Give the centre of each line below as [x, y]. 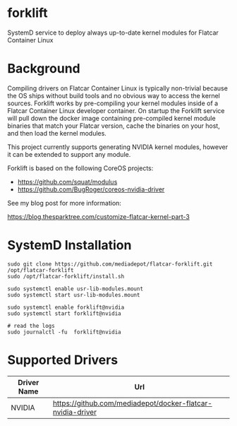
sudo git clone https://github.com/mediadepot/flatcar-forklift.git [110, 264]
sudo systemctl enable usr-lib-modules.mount [75, 289]
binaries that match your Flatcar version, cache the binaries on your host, [114, 126]
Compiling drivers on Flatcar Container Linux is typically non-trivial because [117, 88]
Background [44, 69]
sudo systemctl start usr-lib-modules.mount [74, 295]
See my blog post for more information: [65, 203]
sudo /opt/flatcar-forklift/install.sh [66, 276]
